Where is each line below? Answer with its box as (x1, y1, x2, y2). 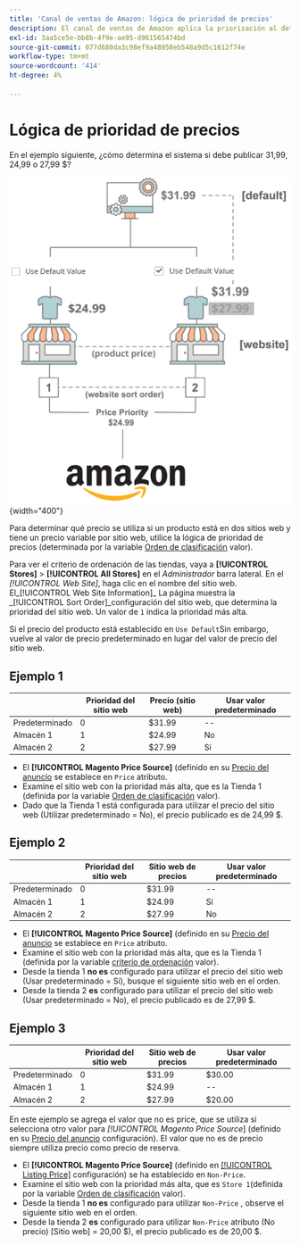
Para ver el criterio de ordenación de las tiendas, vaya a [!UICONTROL (9, 559, 269, 570)
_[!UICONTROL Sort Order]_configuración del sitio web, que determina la (9, 597, 278, 608)
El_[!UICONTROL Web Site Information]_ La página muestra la (9, 587, 236, 598)
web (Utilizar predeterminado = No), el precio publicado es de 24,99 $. (21, 809, 284, 820)
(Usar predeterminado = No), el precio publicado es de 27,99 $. (21, 995, 256, 1006)
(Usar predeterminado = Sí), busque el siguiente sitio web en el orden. (21, 975, 281, 986)
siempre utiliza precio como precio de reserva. (9, 1142, 181, 1153)
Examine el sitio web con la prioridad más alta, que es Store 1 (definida (21, 1179, 283, 1190)
